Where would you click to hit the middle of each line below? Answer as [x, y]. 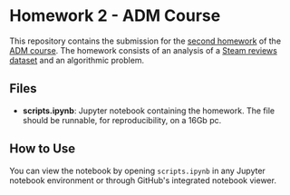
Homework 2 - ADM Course [115, 16]
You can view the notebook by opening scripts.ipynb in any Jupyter [137, 171]
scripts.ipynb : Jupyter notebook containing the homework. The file [148, 111]
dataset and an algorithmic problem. [77, 60]
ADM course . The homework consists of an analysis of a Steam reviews [144, 50]
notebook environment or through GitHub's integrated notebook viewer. [143, 180]
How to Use [43, 149]
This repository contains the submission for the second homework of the [145, 41]
